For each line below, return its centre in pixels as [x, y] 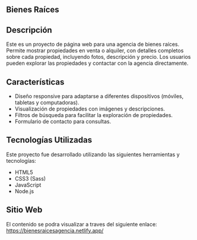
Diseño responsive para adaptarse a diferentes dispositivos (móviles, [99, 96]
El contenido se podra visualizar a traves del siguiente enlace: [82, 224]
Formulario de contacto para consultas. [63, 122]
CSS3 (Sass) [30, 178]
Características [35, 82]
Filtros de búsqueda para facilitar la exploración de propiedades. [94, 115]
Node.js [24, 191]
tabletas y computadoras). [47, 103]
